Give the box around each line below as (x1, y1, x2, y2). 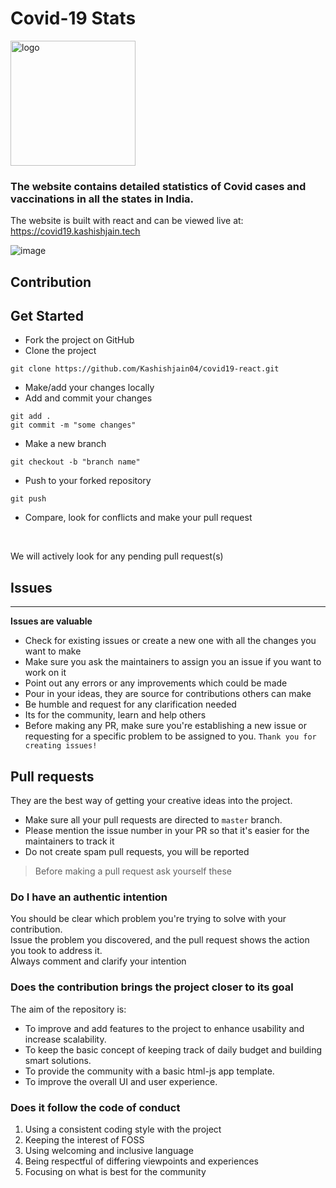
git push (10, 494, 47, 504)
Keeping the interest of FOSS (24, 1133, 145, 1146)
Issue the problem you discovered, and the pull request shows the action (10, 934, 310, 946)
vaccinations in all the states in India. (10, 192, 195, 206)
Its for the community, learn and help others (24, 709, 207, 721)
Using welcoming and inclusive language (24, 1144, 194, 1156)
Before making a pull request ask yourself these (34, 865, 232, 877)
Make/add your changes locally (24, 382, 155, 394)
